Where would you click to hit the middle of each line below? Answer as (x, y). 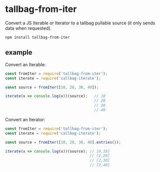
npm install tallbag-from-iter (38, 37)
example (19, 52)
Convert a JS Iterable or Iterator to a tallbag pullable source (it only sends (80, 23)
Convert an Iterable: (26, 64)
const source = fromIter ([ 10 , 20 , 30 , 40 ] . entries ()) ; (63, 142)
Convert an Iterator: (25, 119)
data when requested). (28, 28)
